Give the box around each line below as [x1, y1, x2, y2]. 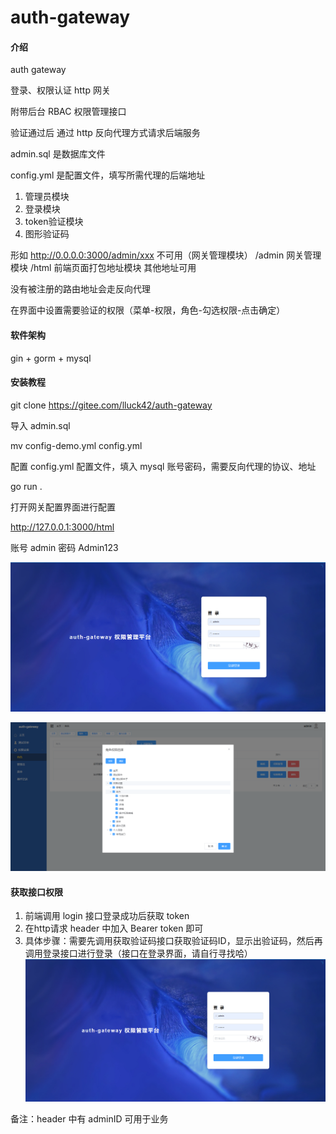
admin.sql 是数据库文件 [10, 148, 106, 160]
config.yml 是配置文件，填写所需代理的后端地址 [10, 169, 206, 181]
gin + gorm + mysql [10, 352, 92, 364]
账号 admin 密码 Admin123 [10, 541, 119, 553]
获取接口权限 [10, 886, 63, 898]
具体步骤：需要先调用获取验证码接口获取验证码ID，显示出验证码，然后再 [24, 935, 323, 947]
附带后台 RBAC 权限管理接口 [10, 106, 127, 118]
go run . [10, 480, 43, 492]
